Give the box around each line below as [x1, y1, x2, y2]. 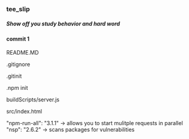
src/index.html [6, 107, 43, 115]
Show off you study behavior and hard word [6, 20, 120, 27]
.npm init [6, 84, 29, 91]
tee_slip [6, 5, 30, 13]
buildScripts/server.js [6, 96, 60, 103]
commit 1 [6, 35, 30, 42]
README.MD [6, 49, 40, 56]
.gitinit [6, 72, 22, 80]
